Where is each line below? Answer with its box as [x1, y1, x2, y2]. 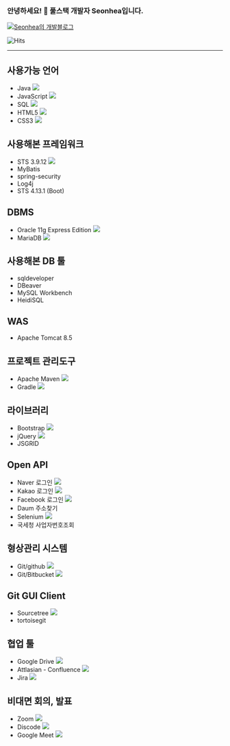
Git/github [16, 562, 46, 570]
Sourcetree [16, 609, 49, 617]
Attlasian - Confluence [16, 666, 81, 674]
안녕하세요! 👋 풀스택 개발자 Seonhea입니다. [7, 5, 144, 15]
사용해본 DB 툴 [7, 256, 66, 267]
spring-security [16, 172, 62, 180]
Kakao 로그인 [16, 486, 53, 495]
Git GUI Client [7, 590, 66, 601]
